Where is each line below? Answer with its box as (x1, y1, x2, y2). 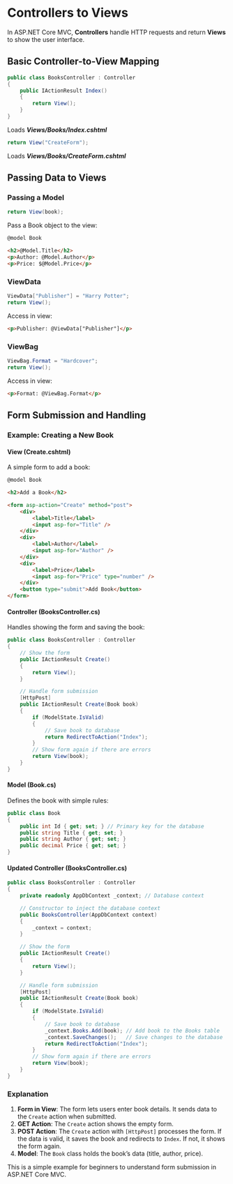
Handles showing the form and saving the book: (7, 623, 145, 632)
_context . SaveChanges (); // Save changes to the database (44, 1033, 223, 1040)
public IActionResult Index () (20, 87, 108, 94)
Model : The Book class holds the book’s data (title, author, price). (17, 1149, 204, 1158)
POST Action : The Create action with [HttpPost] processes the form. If (17, 1128, 222, 1136)
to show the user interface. (7, 35, 85, 43)
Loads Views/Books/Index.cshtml (7, 126, 107, 134)
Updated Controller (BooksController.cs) (7, 863, 128, 872)
